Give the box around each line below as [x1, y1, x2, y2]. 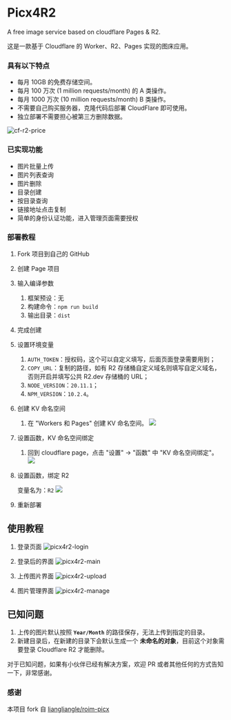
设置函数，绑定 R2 [17, 471, 70, 480]
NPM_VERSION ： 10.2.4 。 [27, 389, 93, 398]
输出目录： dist [27, 311, 71, 319]
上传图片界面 [17, 571, 54, 580]
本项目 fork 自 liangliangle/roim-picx [7, 705, 110, 713]
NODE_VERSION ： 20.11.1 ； [27, 381, 99, 389]
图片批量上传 [17, 162, 54, 170]
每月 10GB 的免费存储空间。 [17, 78, 97, 86]
